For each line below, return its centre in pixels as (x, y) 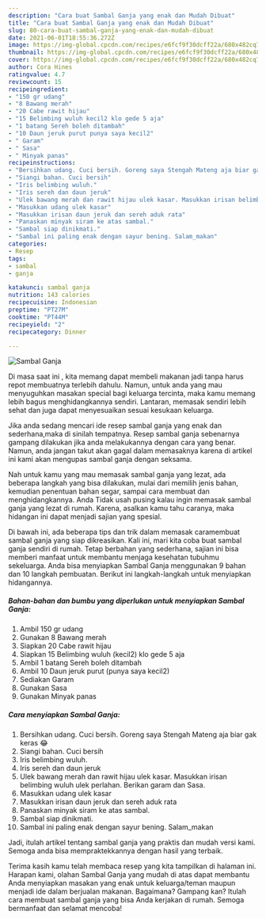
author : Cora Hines (40, 67)
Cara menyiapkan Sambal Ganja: (64, 715)
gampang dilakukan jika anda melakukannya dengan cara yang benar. (122, 442)
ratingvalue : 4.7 (37, 74)
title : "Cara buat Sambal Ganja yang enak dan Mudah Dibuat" (111, 23)
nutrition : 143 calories (49, 295)
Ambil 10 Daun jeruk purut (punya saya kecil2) (95, 671)
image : (19, 45)
